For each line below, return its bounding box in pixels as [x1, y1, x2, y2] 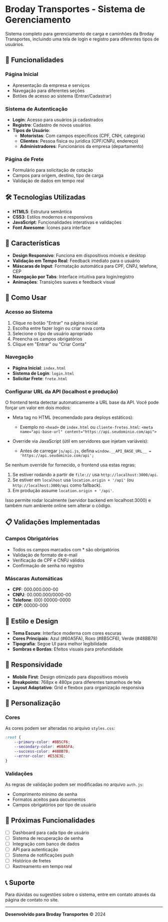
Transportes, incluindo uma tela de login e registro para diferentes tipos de [5, 36, 159, 42]
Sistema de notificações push [12, 852, 74, 858]
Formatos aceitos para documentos [12, 796, 86, 802]
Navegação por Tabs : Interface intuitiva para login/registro [12, 274, 134, 280]
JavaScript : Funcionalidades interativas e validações [12, 219, 121, 226]
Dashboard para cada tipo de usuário [12, 829, 89, 835]
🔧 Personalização [5, 699, 61, 707]
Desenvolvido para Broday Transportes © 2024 [5, 911, 106, 917]
